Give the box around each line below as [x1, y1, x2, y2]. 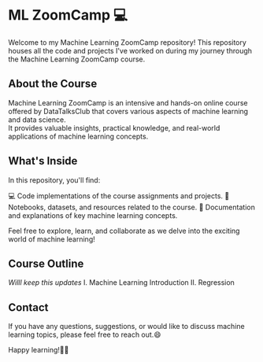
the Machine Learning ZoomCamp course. [8, 54, 146, 64]
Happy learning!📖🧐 [8, 345, 69, 355]
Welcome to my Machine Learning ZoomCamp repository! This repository [8, 37, 246, 47]
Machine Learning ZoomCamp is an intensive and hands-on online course [8, 98, 248, 107]
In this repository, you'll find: [8, 175, 101, 185]
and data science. [8, 115, 66, 124]
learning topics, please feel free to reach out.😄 [8, 330, 161, 339]
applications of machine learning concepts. [8, 131, 149, 141]
